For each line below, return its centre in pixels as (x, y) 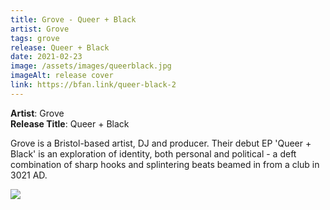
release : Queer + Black (60, 47)
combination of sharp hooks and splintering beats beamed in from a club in (165, 164)
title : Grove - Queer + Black (73, 19)
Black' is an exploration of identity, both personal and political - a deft (153, 153)
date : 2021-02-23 (46, 57)
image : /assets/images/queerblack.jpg (91, 66)
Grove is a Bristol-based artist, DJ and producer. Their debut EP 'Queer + (161, 143)
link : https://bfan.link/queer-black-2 (93, 85)
